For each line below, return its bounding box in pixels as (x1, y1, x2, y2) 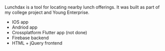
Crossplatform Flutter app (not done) (11, 30, 87, 35)
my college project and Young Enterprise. (4, 9, 90, 15)
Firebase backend (11, 35, 49, 41)
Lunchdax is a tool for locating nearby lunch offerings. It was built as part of (4, 4, 160, 10)
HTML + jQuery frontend (11, 40, 63, 46)
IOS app (11, 19, 29, 25)
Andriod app (11, 24, 38, 30)
